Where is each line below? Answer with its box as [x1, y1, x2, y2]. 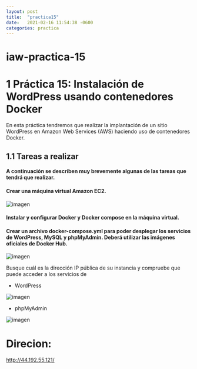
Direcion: [6, 337, 52, 350]
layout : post [6, 8, 38, 15]
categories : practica [6, 25, 59, 31]
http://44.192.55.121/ [6, 357, 55, 364]
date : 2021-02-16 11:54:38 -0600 [6, 19, 94, 25]
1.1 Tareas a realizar [6, 151, 79, 161]
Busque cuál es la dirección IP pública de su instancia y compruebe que [6, 264, 181, 271]
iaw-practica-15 [6, 51, 86, 64]
